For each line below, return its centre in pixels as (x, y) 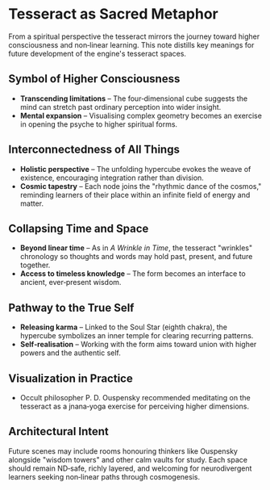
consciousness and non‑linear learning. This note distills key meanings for (131, 44)
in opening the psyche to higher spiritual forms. (99, 124)
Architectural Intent (58, 431)
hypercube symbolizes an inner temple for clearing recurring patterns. (137, 336)
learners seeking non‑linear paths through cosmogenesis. (104, 476)
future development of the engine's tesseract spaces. (98, 53)
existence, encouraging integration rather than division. (112, 178)
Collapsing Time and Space (79, 228)
